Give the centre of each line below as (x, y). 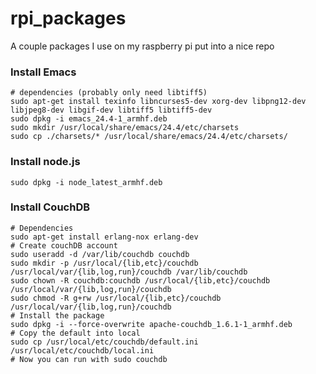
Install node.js (45, 162)
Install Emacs (43, 72)
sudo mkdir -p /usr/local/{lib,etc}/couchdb (104, 263)
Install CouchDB (50, 207)
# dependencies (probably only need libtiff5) (109, 93)
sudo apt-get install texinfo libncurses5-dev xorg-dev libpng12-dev (158, 102)
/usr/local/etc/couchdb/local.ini (82, 350)
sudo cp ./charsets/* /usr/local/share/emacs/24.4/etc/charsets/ (149, 137)
